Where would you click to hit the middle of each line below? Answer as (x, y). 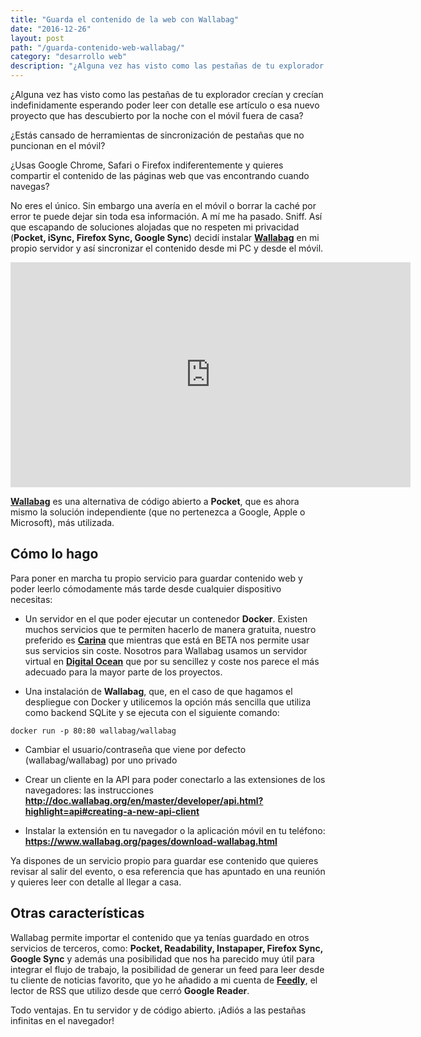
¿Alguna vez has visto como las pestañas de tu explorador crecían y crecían (167, 94)
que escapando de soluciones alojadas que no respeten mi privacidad (155, 227)
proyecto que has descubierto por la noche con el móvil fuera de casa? (157, 115)
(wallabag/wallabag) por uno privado (101, 760)
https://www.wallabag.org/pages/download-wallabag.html (151, 841)
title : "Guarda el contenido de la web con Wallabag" (125, 19)
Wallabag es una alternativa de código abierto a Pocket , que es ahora (155, 501)
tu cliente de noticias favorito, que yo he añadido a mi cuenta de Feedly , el (164, 980)
